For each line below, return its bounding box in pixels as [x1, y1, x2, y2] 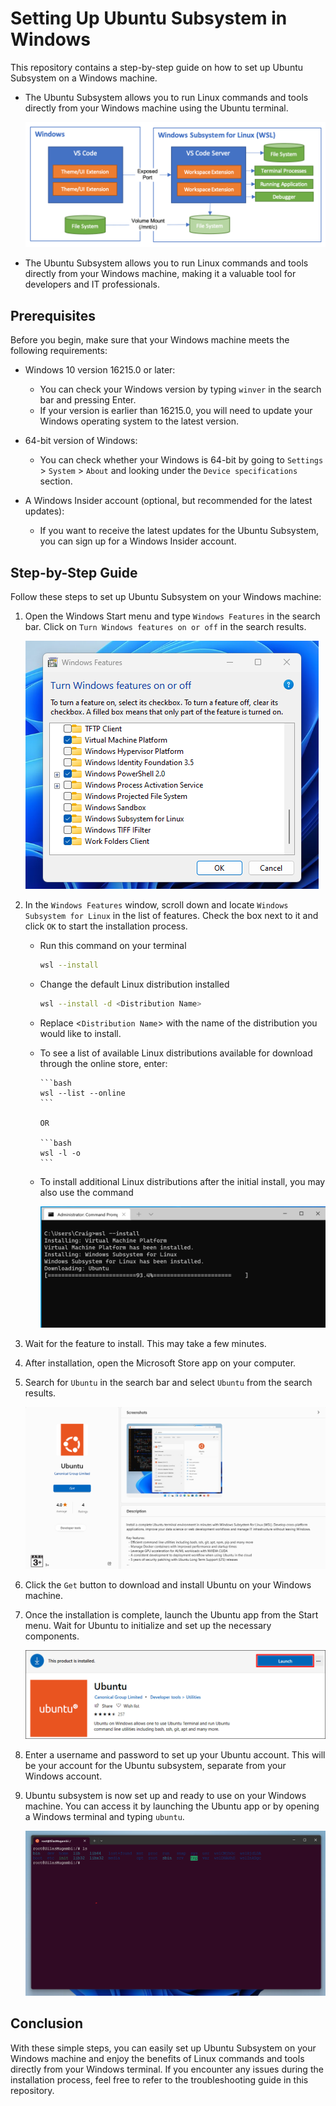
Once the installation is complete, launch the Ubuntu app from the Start [24, 1609, 319, 1621]
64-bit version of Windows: [24, 435, 138, 447]
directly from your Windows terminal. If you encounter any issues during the [10, 2063, 324, 2075]
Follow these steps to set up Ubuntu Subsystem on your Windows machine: [10, 590, 322, 602]
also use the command [39, 1186, 134, 1198]
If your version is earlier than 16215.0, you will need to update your [39, 405, 313, 417]
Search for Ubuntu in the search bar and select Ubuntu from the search [24, 1377, 313, 1389]
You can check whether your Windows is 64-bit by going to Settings [39, 454, 324, 466]
